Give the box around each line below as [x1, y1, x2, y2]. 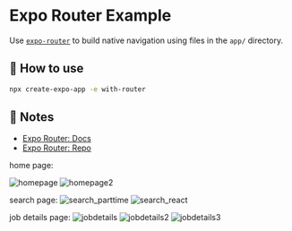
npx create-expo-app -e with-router [9, 84, 146, 94]
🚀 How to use [9, 61, 84, 76]
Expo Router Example [9, 5, 172, 26]
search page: [9, 194, 58, 206]
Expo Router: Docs [21, 133, 91, 144]
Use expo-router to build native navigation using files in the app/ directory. [9, 35, 284, 46]
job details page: [9, 212, 71, 223]
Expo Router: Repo [21, 142, 92, 153]
